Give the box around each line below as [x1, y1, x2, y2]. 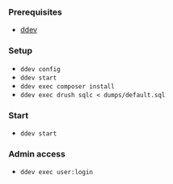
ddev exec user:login [19, 169, 93, 177]
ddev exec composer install [19, 82, 115, 91]
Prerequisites [8, 6, 62, 18]
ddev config [19, 65, 61, 73]
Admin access [8, 148, 66, 160]
